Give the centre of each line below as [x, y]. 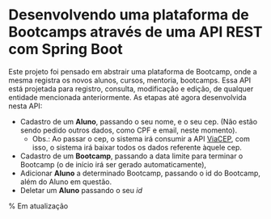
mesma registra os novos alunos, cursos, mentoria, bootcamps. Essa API [130, 80]
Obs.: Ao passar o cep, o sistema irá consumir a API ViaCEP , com [141, 138]
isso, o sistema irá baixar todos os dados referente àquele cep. [137, 147]
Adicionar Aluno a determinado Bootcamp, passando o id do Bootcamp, [140, 173]
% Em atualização [38, 206]
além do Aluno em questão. [66, 181]
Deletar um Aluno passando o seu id [81, 190]
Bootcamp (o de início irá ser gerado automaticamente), [113, 164]
